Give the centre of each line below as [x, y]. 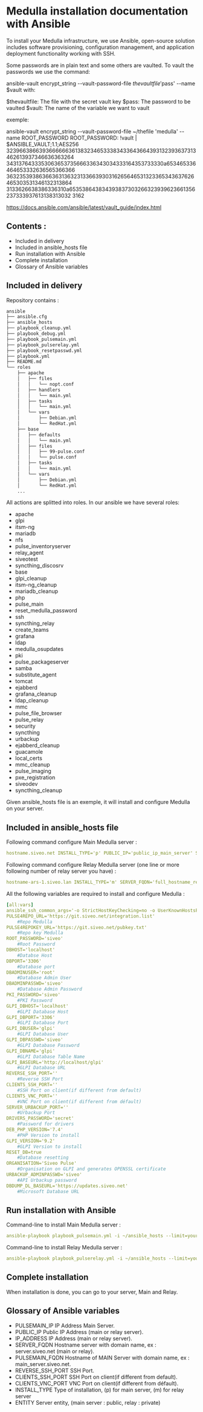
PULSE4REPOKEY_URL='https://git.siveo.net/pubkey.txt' [77, 927]
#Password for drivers [46, 1124]
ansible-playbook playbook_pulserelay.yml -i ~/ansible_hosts [86, 1258]
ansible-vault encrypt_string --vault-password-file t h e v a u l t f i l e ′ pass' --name [101, 83]
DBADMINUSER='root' [31, 972]
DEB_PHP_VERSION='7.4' [35, 1130]
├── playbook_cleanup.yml [39, 328]
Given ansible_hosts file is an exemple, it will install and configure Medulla [98, 802]
